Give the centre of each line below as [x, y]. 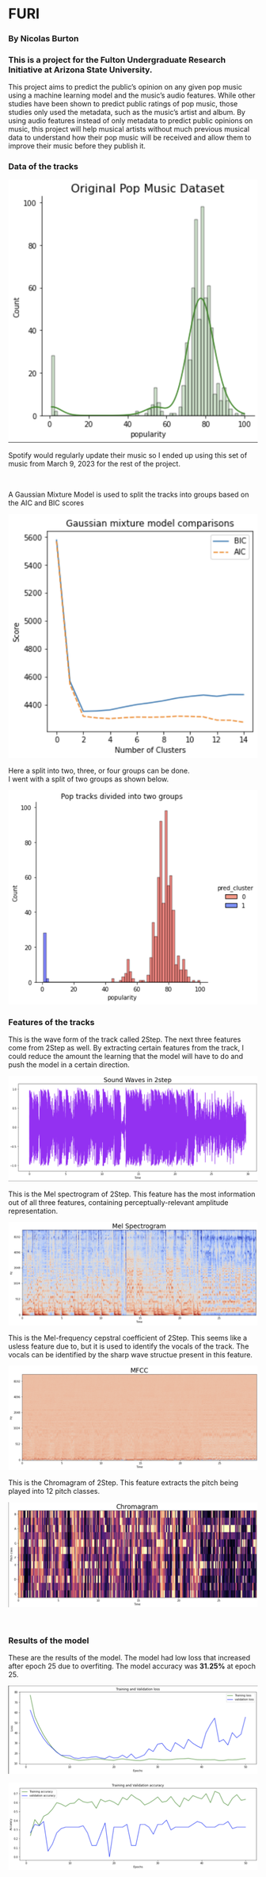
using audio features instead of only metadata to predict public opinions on [131, 121]
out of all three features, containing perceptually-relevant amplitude [118, 1202]
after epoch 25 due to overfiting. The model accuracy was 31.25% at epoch [132, 1666]
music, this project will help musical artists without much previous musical [129, 129]
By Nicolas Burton [44, 39]
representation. [33, 1211]
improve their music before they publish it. [77, 146]
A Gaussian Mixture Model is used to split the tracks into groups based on [129, 494]
